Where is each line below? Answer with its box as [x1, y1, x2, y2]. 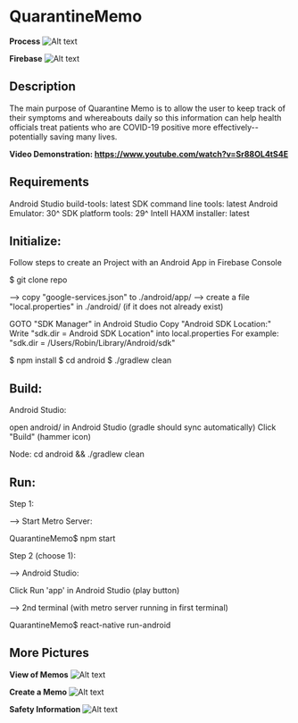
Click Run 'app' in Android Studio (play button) [9, 585, 180, 595]
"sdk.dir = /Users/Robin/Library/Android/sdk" [9, 338, 176, 349]
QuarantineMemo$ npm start [9, 534, 116, 543]
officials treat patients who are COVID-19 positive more [9, 122, 211, 132]
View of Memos [9, 668, 69, 680]
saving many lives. [49, 131, 118, 142]
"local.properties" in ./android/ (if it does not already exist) [9, 301, 224, 312]
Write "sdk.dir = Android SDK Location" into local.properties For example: [9, 328, 279, 339]
